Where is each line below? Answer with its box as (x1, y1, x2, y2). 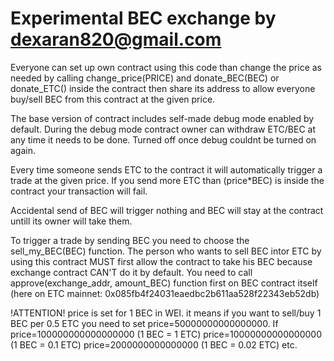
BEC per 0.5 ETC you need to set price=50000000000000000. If (10, 317, 279, 329)
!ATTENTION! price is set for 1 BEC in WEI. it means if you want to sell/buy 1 (10, 307, 322, 319)
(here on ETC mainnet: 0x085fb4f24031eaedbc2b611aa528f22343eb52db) (10, 287, 320, 299)
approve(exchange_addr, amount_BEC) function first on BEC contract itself (10, 277, 318, 289)
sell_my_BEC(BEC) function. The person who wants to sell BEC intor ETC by (10, 245, 322, 257)
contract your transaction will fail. (10, 185, 148, 197)
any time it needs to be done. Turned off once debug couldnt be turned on (10, 133, 317, 146)
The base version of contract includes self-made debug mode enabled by (10, 112, 315, 124)
